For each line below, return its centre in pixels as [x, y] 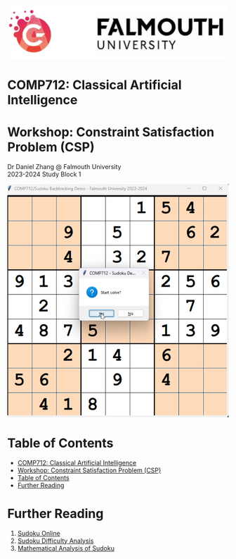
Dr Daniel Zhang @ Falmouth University [64, 167]
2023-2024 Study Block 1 [44, 174]
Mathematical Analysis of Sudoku [66, 548]
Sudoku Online [39, 533]
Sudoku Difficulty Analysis [55, 541]
